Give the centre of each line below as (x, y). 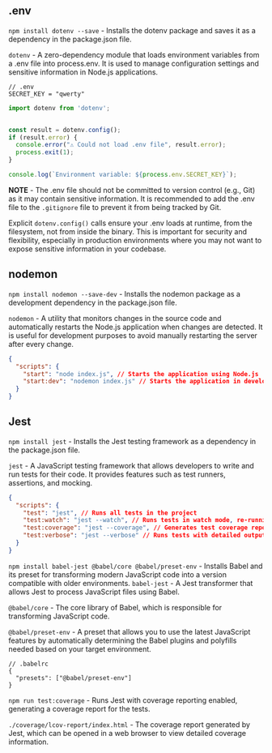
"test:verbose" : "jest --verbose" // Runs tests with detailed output (144, 536)
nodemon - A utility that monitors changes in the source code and (115, 318)
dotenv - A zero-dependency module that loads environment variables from (134, 54)
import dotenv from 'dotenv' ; (59, 108)
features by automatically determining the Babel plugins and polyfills (123, 640)
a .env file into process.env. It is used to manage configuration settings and (134, 63)
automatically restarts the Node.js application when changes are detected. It (136, 327)
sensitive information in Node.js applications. (83, 72)
